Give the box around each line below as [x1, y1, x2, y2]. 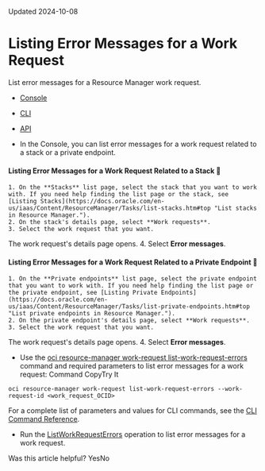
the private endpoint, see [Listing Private [8, 289, 158, 297]
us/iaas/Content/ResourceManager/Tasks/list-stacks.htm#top [8, 204, 212, 213]
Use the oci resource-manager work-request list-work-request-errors [19, 353, 248, 362]
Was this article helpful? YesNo [8, 454, 109, 463]
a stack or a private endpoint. [19, 147, 117, 157]
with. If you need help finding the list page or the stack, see [8, 191, 229, 199]
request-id [8, 392, 44, 400]
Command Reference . [8, 415, 80, 424]
